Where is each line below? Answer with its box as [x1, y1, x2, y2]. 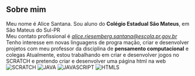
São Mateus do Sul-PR [6, 26, 60, 33]
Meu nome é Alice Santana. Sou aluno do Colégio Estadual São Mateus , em [6, 20, 190, 27]
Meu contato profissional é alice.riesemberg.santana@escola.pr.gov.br [6, 32, 177, 40]
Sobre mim [6, 5, 47, 15]
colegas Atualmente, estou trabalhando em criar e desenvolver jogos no [6, 51, 179, 58]
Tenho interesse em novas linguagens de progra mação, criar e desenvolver [6, 39, 189, 46]
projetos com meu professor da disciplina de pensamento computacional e [6, 45, 189, 52]
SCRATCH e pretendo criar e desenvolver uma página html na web [6, 57, 166, 64]
